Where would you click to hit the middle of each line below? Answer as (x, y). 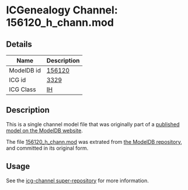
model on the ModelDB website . (45, 130)
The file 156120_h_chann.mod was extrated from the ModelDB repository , (94, 141)
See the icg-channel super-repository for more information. (77, 180)
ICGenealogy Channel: (62, 10)
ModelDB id (25, 70)
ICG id (18, 80)
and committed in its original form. (47, 148)
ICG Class (22, 89)
